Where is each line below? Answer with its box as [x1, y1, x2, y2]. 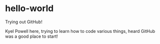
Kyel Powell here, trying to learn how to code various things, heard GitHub [5, 28, 156, 34]
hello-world [5, 3, 54, 14]
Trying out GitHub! [5, 19, 43, 25]
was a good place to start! [5, 33, 58, 39]
